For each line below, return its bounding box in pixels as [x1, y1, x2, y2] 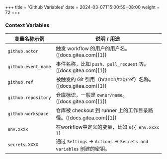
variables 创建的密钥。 [56, 146, 110, 153]
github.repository [7, 95, 51, 101]
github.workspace [7, 111, 49, 117]
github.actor [7, 49, 39, 54]
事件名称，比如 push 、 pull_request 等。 [56, 60, 149, 67]
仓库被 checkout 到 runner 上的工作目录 [56, 107, 148, 114]
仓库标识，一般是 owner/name [56, 92, 123, 99]
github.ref [7, 79, 33, 85]
